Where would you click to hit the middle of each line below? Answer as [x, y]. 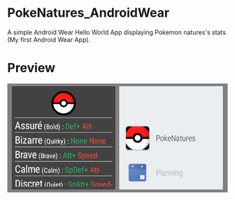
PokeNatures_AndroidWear [88, 13]
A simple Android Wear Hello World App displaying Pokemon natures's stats [116, 32]
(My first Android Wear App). [49, 39]
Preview [31, 68]
